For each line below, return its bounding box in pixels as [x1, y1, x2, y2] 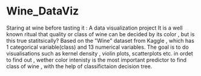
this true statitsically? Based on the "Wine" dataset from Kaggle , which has [6, 37, 195, 44]
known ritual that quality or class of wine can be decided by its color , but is [6, 30, 195, 37]
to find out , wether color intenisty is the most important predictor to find [6, 56, 186, 63]
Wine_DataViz [6, 4, 79, 18]
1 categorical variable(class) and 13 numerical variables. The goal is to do [6, 43, 189, 51]
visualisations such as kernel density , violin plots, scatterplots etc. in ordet [6, 49, 193, 57]
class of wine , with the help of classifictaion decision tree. [6, 62, 153, 70]
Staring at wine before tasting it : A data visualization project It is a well [6, 24, 183, 31]
